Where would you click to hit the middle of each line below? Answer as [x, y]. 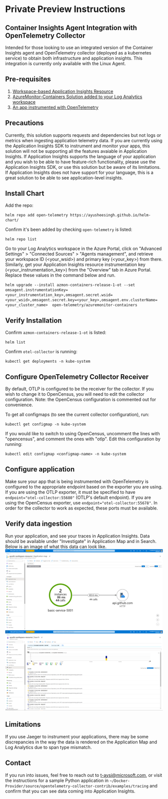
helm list [15, 342]
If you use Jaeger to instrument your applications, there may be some [77, 736]
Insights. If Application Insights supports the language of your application [80, 156]
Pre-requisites [28, 79]
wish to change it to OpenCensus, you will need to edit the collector [75, 394]
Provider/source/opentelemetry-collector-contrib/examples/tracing [77, 786]
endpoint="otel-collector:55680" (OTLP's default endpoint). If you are [78, 497]
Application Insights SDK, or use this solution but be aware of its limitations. [83, 167]
